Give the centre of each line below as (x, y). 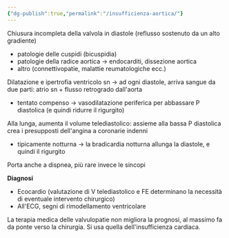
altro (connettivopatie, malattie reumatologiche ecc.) (92, 68)
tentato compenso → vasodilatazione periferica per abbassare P (108, 102)
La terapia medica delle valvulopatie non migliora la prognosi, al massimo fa (115, 219)
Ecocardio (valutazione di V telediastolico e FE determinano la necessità (119, 191)
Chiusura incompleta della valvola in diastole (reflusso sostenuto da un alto (114, 33)
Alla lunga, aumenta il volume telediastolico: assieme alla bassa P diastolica (114, 123)
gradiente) (22, 40)
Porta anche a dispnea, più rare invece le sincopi (77, 165)
